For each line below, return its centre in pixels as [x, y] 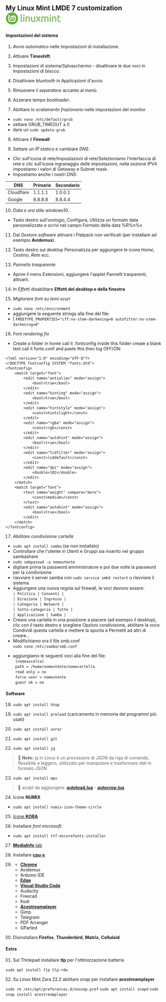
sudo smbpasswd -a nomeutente [44, 562]
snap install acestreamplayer [37, 995]
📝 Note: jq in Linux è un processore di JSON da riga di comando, [83, 758]
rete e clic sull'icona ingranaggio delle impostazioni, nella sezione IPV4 [85, 164]
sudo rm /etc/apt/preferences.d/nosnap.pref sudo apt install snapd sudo [82, 989]
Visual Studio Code [40, 886]
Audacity [29, 891]
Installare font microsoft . [38, 826]
